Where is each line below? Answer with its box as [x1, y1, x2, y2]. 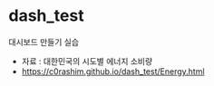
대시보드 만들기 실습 [8, 36, 79, 47]
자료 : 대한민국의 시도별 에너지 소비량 [21, 55, 153, 66]
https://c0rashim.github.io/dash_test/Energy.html [21, 65, 205, 77]
